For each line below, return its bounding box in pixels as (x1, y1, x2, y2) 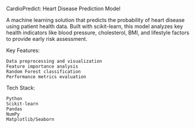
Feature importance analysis (6, 63, 78, 69)
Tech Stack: (6, 84, 36, 91)
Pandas (6, 106, 23, 112)
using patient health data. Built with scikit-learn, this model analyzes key (6, 23, 183, 30)
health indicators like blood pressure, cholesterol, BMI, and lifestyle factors (6, 29, 190, 36)
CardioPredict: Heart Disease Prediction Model (6, 5, 121, 12)
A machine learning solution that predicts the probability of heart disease (6, 17, 185, 23)
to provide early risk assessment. (6, 36, 88, 42)
